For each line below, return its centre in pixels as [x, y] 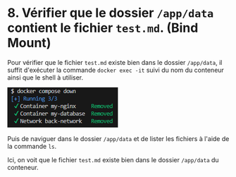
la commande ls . [32, 146]
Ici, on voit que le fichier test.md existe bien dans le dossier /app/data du [113, 159]
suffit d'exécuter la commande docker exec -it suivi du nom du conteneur [116, 70]
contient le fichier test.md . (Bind [103, 28]
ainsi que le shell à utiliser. [45, 77]
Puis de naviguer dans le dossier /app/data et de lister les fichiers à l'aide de [118, 138]
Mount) [29, 43]
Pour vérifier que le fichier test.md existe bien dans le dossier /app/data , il [115, 62]
